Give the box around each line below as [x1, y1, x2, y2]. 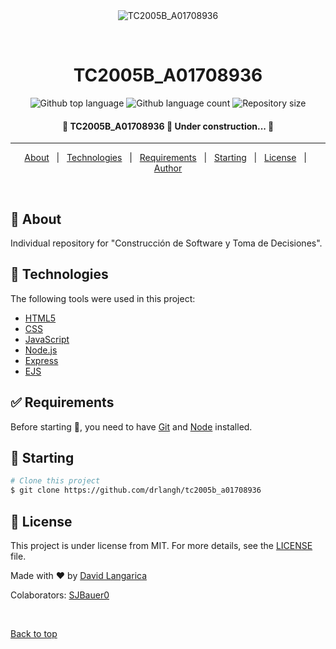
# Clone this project [10, 476, 101, 486]
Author [153, 162, 183, 174]
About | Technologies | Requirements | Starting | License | [24, 152, 307, 164]
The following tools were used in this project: [10, 292, 196, 304]
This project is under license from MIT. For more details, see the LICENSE [10, 539, 313, 551]
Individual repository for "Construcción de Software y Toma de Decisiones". [10, 237, 323, 249]
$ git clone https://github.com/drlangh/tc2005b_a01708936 [10, 485, 262, 496]
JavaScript [24, 333, 70, 345]
